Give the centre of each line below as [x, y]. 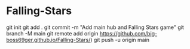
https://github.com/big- [128, 33]
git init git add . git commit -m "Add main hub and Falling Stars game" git [95, 27]
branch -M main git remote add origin [52, 33]
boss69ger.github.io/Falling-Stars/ [48, 40]
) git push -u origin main [120, 40]
